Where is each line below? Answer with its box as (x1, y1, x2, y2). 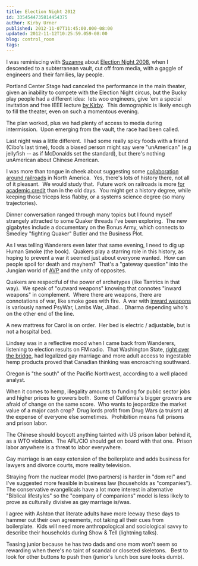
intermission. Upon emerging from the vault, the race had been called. (6, 126, 180, 133)
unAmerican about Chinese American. (6, 156, 100, 163)
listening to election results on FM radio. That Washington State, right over (6, 346, 190, 353)
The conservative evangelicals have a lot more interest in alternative (6, 486, 174, 493)
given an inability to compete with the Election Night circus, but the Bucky (6, 89, 187, 96)
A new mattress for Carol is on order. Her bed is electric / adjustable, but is (6, 321, 191, 328)
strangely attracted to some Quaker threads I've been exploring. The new (6, 217, 187, 224)
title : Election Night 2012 (6, 8, 76, 15)
